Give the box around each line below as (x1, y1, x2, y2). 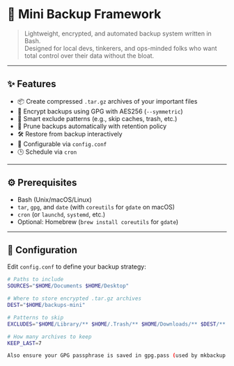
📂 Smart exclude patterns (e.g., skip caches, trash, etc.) (17, 114, 178, 122)
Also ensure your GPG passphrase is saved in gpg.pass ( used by (7, 352, 198, 359)
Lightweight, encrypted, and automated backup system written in (24, 29, 212, 38)
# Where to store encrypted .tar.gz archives (7, 295, 141, 302)
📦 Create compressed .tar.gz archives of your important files (17, 97, 198, 105)
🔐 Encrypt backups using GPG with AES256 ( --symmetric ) (17, 107, 183, 116)
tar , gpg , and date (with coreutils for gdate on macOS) (17, 202, 175, 211)
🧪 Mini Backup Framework (7, 6, 162, 22)
